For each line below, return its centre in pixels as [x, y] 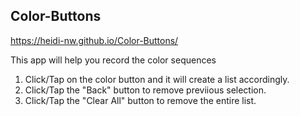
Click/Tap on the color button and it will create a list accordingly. [157, 79]
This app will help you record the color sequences [113, 60]
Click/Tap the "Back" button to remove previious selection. [145, 90]
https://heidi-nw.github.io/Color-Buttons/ [94, 40]
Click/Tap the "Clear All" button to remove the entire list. [140, 100]
